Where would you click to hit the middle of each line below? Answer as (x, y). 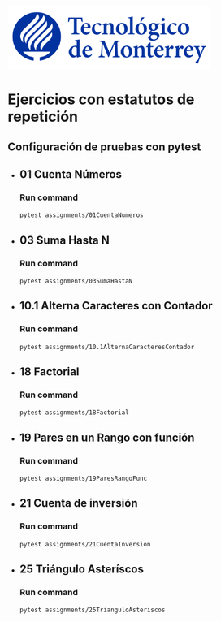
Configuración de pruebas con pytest (104, 147)
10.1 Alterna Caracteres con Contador (116, 306)
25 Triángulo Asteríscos (81, 570)
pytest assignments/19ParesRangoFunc (83, 479)
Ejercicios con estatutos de (101, 99)
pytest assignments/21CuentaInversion (85, 544)
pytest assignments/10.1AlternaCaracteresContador (107, 347)
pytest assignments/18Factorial (74, 413)
